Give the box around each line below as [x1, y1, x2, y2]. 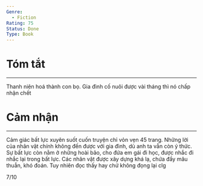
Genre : [6, 8, 23, 15]
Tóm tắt [6, 57, 45, 71]
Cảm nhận [6, 111, 59, 124]
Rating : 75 [6, 20, 34, 26]
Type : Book [6, 31, 34, 37]
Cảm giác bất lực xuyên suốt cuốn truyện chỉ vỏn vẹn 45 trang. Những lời [6, 136, 188, 143]
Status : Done [6, 25, 39, 32]
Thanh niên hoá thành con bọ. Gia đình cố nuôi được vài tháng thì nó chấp [6, 83, 191, 91]
